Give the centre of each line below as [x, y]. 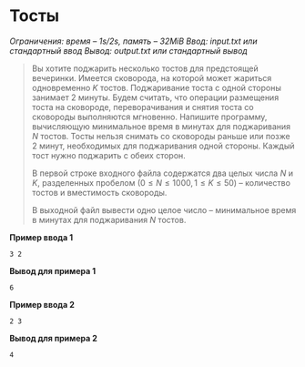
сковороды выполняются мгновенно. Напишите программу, [149, 117]
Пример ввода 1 [41, 237]
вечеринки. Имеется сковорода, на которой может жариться [152, 77]
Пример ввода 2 [42, 304]
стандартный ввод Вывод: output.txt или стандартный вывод [128, 50]
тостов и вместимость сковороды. [99, 192]
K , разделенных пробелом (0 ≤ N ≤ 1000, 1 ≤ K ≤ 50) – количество [161, 182]
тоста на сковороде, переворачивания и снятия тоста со [142, 107]
